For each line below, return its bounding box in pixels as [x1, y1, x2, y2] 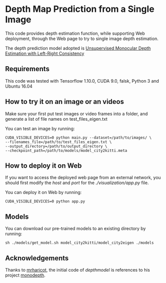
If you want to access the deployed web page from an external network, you [5, 175, 161, 181]
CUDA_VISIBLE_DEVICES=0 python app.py [5, 199, 85, 204]
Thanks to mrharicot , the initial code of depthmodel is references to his [5, 267, 150, 273]
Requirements [5, 65, 50, 73]
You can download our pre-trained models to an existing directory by [5, 226, 146, 232]
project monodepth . [5, 272, 46, 278]
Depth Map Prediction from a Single [5, 3, 155, 15]
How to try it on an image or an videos [5, 97, 124, 106]
